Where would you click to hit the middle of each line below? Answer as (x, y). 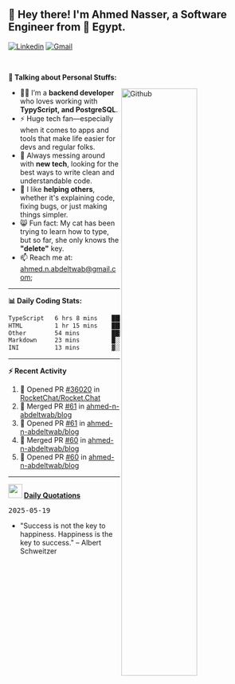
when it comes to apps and (64, 130)
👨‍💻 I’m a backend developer (67, 92)
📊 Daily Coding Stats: (45, 300)
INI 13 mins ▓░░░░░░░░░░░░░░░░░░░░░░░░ (105, 348)
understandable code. (56, 181)
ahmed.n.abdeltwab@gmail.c (68, 268)
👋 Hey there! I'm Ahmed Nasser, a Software (117, 15)
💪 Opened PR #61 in (53, 424)
